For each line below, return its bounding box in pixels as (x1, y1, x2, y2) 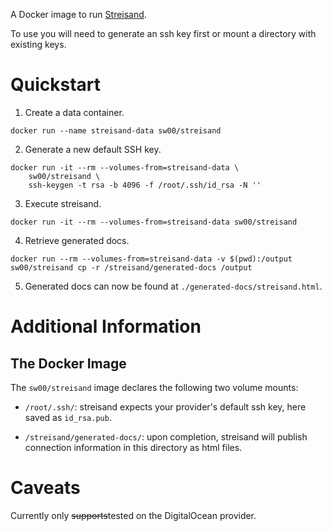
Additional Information (10, 315, 202, 338)
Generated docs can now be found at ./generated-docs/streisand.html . (24, 280, 323, 292)
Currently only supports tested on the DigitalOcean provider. (10, 509, 257, 521)
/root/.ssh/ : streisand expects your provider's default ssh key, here (24, 400, 307, 413)
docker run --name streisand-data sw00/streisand (10, 125, 222, 136)
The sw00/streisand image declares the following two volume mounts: (10, 381, 299, 393)
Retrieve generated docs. (24, 234, 130, 246)
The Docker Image (10, 355, 127, 372)
